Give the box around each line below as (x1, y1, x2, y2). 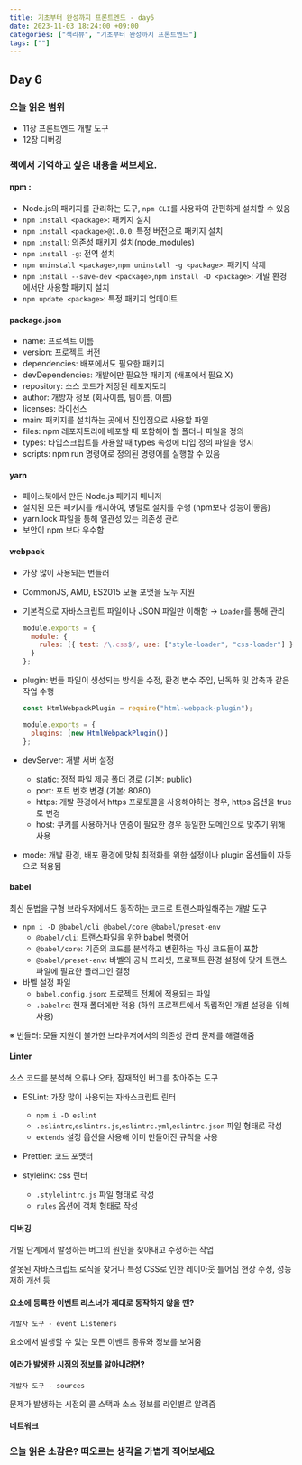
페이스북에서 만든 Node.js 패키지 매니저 (22, 491, 162, 502)
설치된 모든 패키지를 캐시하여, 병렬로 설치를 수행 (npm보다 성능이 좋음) (22, 502, 271, 513)
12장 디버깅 (22, 134, 63, 144)
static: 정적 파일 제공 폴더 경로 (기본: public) (35, 774, 193, 784)
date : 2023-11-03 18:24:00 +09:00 (9, 22, 140, 31)
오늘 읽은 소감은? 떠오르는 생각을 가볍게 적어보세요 (9, 1445, 215, 1458)
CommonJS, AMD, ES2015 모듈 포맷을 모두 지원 (22, 586, 196, 597)
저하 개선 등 (9, 1275, 51, 1286)
